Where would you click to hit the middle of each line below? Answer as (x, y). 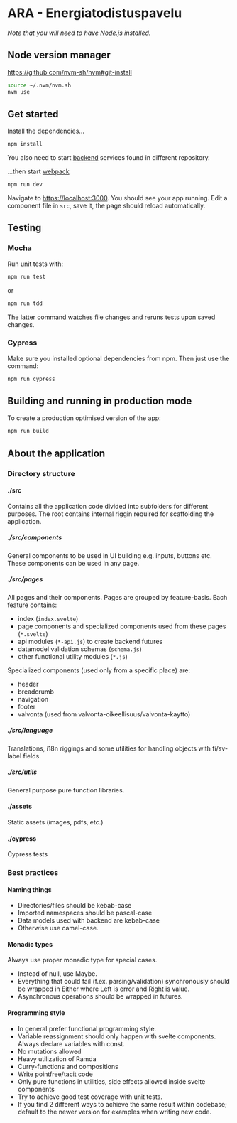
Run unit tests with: (35, 264)
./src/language (30, 731)
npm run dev (25, 185)
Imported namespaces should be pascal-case (85, 913)
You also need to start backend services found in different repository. (109, 158)
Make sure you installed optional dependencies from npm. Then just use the (118, 358)
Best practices (33, 873)
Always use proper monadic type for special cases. (82, 960)
